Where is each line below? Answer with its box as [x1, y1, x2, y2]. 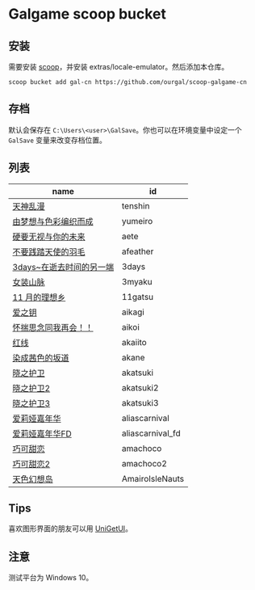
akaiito [121, 336, 147, 348]
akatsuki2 [121, 381, 159, 393]
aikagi [121, 306, 145, 318]
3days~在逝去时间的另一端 [12, 261, 115, 272]
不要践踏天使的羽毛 [12, 246, 86, 257]
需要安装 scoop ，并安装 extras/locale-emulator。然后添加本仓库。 [8, 62, 229, 71]
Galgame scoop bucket [8, 5, 167, 23]
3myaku [121, 276, 153, 287]
